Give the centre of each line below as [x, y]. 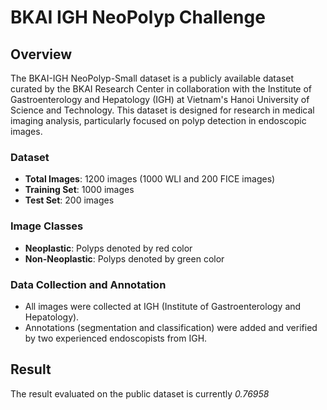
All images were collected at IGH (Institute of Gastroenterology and [163, 306]
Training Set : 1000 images [79, 190]
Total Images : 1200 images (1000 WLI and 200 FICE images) [150, 179]
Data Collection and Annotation [88, 284]
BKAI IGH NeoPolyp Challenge [138, 17]
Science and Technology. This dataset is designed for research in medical [162, 110]
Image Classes [47, 226]
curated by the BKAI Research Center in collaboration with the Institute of [161, 89]
